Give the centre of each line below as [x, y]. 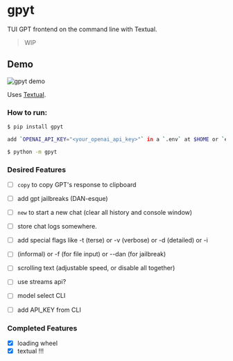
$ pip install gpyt [35, 127]
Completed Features [42, 328]
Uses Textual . [27, 94]
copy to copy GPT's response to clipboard [77, 184]
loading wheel [37, 343]
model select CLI [41, 296]
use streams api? [42, 282]
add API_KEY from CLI [49, 310]
